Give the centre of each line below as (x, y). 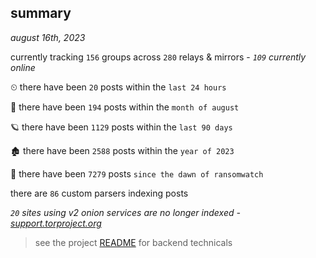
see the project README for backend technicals (133, 242)
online (23, 67)
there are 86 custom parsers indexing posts (99, 193)
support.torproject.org (56, 223)
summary (41, 13)
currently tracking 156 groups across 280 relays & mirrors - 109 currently (158, 57)
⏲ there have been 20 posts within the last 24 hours (118, 87)
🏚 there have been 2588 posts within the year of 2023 (122, 150)
